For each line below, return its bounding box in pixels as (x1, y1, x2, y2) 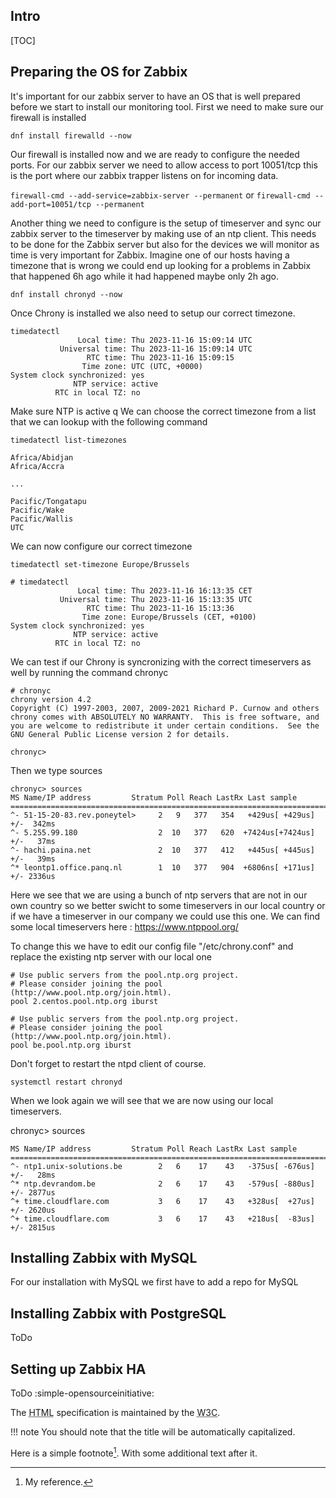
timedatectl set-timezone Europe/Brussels (10, 559, 190, 569)
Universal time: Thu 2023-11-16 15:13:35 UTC (59, 594, 253, 604)
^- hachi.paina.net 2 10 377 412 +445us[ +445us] (10, 845, 315, 855)
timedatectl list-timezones (10, 435, 128, 445)
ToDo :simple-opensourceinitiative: (10, 1387, 155, 1399)
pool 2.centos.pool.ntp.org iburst (10, 996, 159, 1006)
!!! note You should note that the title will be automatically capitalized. (10, 1426, 296, 1438)
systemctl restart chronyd (10, 1077, 123, 1087)
